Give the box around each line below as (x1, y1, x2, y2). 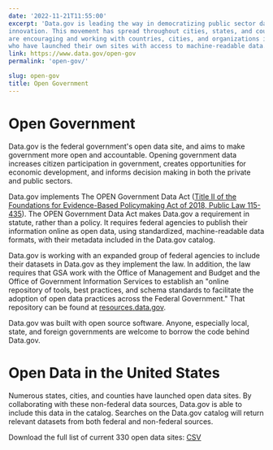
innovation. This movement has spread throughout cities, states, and (8, 27, 253, 35)
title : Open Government (8, 79, 89, 88)
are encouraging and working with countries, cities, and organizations (8, 34, 260, 43)
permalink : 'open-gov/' (8, 58, 89, 66)
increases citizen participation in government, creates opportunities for (8, 158, 246, 168)
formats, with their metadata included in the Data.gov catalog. (8, 235, 215, 244)
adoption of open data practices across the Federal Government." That (8, 293, 245, 303)
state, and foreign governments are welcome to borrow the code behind (8, 327, 249, 336)
